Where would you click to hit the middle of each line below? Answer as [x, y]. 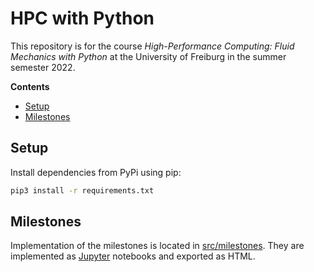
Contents [30, 86]
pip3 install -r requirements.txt [82, 190]
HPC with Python [82, 18]
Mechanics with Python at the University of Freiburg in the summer [148, 56]
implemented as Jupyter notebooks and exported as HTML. [133, 256]
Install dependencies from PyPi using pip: [96, 172]
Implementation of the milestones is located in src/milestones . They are [157, 246]
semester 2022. [43, 67]
